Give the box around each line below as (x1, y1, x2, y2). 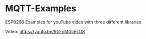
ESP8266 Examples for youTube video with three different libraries (5, 19, 142, 25)
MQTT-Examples (5, 3, 76, 14)
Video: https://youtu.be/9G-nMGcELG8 (5, 28, 85, 34)
